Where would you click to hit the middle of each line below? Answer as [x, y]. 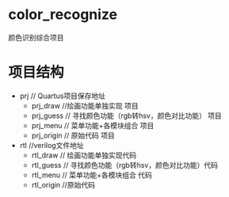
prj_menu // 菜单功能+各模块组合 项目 [93, 125]
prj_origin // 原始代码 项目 [73, 135]
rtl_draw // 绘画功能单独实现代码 [84, 155]
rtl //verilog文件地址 [52, 145]
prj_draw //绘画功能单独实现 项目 [85, 105]
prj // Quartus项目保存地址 [62, 96]
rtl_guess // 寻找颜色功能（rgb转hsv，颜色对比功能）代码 [124, 165]
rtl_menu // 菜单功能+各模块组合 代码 [92, 175]
